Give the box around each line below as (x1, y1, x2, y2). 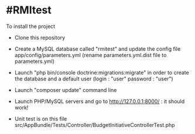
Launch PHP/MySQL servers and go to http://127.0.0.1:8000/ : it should (14, 97, 185, 105)
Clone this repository (14, 34, 66, 41)
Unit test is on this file (14, 115, 67, 122)
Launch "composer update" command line (14, 86, 117, 93)
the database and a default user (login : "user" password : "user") (14, 75, 174, 82)
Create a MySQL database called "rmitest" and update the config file (14, 45, 181, 52)
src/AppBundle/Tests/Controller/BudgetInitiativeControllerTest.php (14, 121, 175, 128)
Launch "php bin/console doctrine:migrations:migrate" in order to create (14, 69, 189, 76)
